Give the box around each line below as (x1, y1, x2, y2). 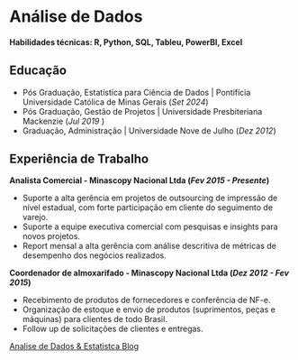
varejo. (22, 212, 49, 223)
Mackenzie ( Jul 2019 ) (22, 115, 105, 126)
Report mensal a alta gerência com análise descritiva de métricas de (22, 241, 277, 252)
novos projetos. (22, 231, 81, 242)
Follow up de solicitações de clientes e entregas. (22, 323, 204, 335)
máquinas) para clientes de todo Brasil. (22, 314, 168, 325)
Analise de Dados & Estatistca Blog (9, 341, 140, 352)
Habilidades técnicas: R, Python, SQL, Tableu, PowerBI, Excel (9, 36, 243, 47)
